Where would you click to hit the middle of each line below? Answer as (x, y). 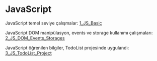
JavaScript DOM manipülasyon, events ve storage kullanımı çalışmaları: (79, 32)
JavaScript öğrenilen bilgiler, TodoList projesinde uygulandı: (67, 47)
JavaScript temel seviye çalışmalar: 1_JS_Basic (54, 23)
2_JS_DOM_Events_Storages (35, 38)
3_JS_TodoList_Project (28, 53)
